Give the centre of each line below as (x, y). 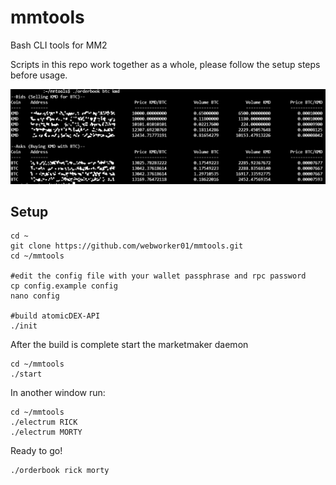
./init (24, 326)
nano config (35, 296)
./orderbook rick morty (60, 471)
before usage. (39, 75)
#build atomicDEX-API (55, 316)
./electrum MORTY (46, 432)
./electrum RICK (44, 422)
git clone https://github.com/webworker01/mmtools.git (127, 246)
